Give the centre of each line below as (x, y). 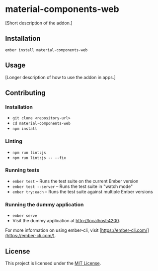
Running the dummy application (44, 204)
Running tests (22, 170)
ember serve (25, 216)
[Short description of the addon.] (39, 23)
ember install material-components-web (46, 50)
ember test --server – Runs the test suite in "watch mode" (73, 186)
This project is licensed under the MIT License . (53, 263)
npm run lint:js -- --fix (39, 158)
